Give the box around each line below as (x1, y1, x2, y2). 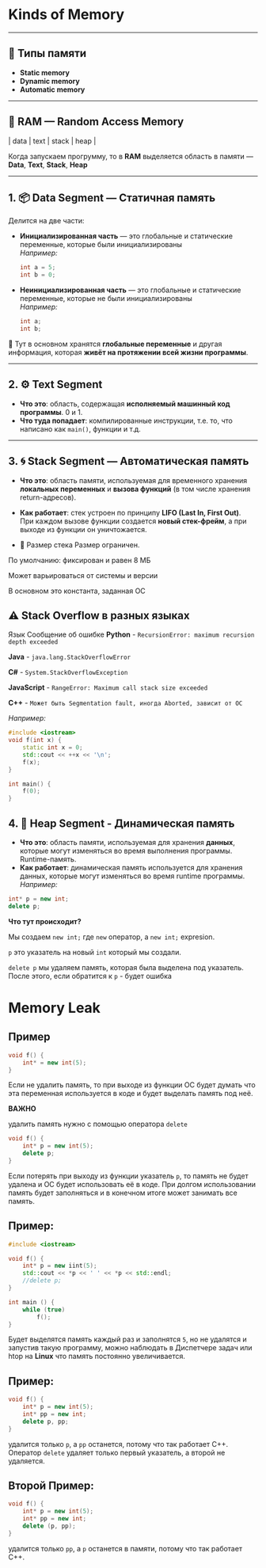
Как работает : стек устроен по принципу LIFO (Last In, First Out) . (19, 508, 241, 517)
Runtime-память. (19, 854, 77, 864)
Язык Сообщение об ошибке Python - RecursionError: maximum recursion (8, 630, 255, 639)
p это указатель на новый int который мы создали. (8, 947, 182, 957)
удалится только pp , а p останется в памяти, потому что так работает (8, 1543, 243, 1553)
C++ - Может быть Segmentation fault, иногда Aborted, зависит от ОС (8, 698, 243, 708)
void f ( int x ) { (8, 736, 62, 744)
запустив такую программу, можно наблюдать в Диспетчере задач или (8, 1343, 253, 1353)
